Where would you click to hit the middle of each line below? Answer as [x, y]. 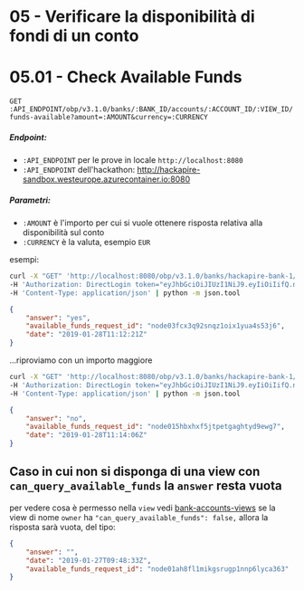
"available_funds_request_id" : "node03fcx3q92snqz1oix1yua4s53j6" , [155, 326]
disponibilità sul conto [63, 233]
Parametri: [30, 200]
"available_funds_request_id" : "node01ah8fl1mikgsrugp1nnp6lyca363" [157, 569]
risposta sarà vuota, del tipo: [62, 527]
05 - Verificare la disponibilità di [132, 17]
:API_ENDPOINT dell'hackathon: [79, 170]
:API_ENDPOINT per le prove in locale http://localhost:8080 [133, 160]
